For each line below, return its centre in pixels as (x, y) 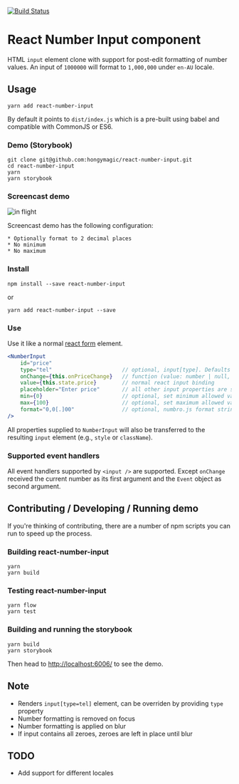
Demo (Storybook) (40, 145)
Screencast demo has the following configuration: (80, 226)
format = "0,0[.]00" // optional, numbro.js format (117, 409)
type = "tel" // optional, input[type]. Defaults (126, 370)
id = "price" (36, 363)
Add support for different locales (65, 773)
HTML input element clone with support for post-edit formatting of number (117, 59)
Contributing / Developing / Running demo (103, 509)
